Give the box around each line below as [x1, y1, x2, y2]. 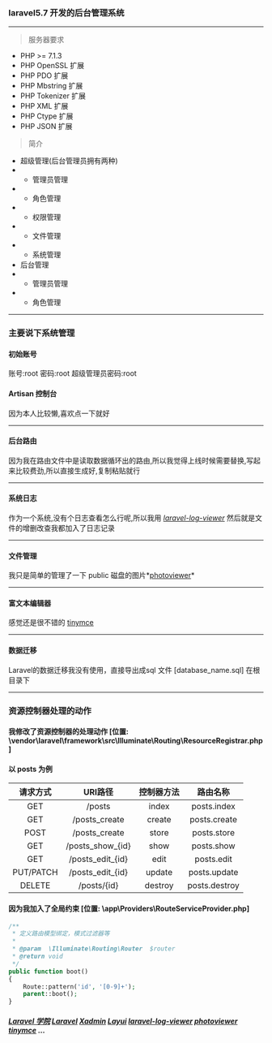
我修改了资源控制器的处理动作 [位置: [8, 726, 130, 736]
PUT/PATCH [12, 867, 58, 878]
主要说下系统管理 [8, 327, 75, 338]
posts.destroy [187, 880, 240, 891]
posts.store [192, 827, 235, 838]
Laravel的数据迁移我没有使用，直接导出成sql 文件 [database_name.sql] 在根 [8, 665, 261, 675]
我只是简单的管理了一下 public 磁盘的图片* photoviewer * [8, 571, 195, 580]
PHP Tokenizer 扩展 [19, 91, 87, 101]
